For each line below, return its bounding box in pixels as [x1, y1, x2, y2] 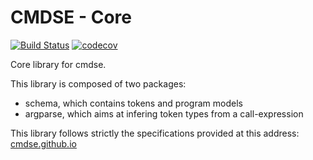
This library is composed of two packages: [10, 77, 187, 90]
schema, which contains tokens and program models [24, 97, 243, 109]
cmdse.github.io [10, 137, 77, 150]
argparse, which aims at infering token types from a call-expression [24, 107, 304, 120]
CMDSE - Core [10, 6, 133, 29]
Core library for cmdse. [10, 58, 107, 70]
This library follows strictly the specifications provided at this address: [10, 127, 300, 139]
